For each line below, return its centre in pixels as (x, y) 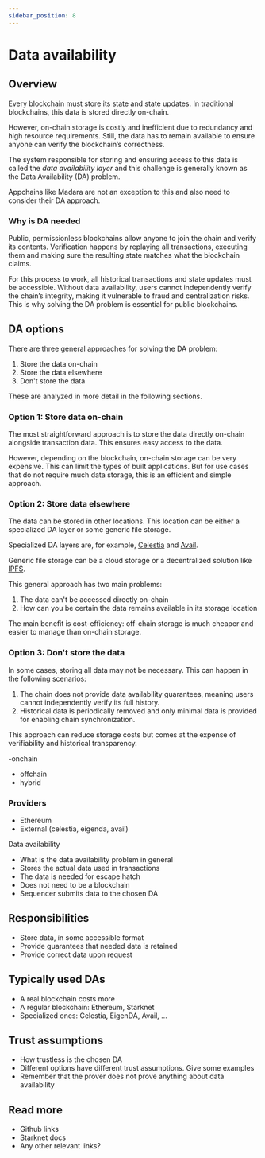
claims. (20, 263)
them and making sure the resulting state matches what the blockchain (124, 255)
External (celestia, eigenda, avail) (74, 829)
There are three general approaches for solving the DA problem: (113, 348)
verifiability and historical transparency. (73, 743)
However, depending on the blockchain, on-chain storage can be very (123, 458)
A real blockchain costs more (67, 998)
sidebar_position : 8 (42, 16)
